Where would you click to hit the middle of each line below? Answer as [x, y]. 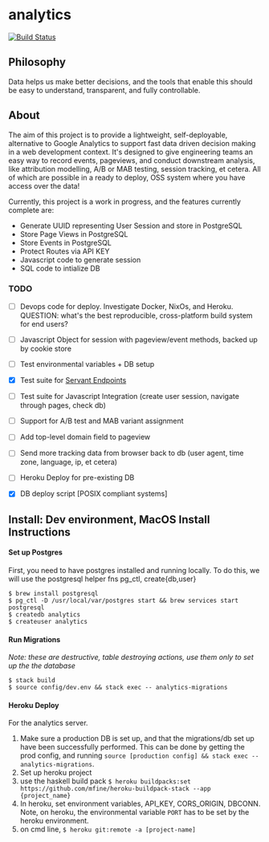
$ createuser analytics [48, 622]
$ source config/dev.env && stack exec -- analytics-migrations [118, 688]
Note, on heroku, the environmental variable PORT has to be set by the [134, 812]
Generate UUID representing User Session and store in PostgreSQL [131, 226]
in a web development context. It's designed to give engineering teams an [130, 152]
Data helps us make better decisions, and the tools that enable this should [130, 81]
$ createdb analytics [45, 615]
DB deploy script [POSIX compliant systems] [94, 494]
